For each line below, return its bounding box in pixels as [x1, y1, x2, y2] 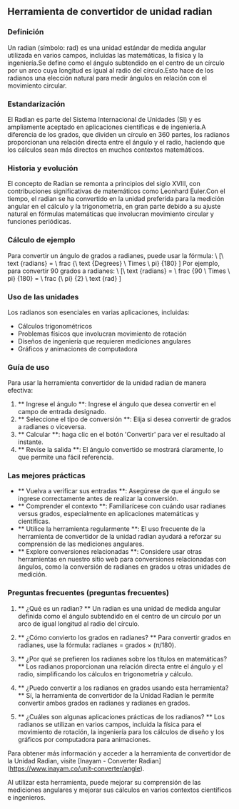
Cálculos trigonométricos [17, 321, 93, 330]
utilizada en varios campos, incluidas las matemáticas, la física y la [7, 51, 203, 59]
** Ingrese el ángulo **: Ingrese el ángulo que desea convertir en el [17, 400, 216, 408]
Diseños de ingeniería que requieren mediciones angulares [17, 336, 191, 345]
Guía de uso [7, 362, 50, 372]
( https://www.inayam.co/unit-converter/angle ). [7, 764, 145, 773]
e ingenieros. [7, 793, 46, 801]
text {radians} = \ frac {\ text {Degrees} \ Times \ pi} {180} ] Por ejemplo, [7, 259, 220, 267]
